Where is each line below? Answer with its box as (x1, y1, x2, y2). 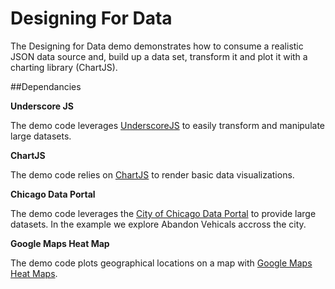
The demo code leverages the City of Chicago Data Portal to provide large (10, 207, 317, 219)
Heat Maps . (10, 267, 58, 279)
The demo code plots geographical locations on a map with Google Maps (10, 257, 313, 269)
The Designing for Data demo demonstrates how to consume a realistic (10, 40, 304, 52)
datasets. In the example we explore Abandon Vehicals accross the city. (10, 218, 307, 230)
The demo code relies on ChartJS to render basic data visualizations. (10, 168, 295, 181)
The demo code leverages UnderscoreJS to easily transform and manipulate (10, 119, 326, 131)
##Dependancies (10, 80, 82, 92)
